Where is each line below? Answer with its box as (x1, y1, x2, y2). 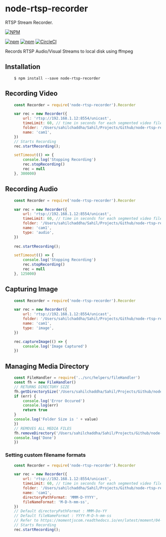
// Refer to (14, 518, 39, 523)
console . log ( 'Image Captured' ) (23, 343, 87, 349)
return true (23, 407, 48, 412)
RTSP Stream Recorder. (5, 19, 53, 25)
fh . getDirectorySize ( (14, 389, 58, 394)
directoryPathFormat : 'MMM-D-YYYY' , (23, 495, 98, 500)
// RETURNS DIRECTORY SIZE (14, 384, 70, 390)
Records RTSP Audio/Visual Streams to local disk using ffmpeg (5, 48, 133, 54)
